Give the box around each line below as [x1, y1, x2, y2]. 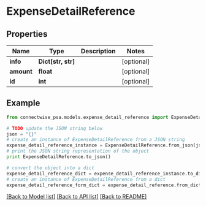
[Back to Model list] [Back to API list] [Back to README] [6, 193, 147, 200]
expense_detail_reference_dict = [6, 170, 92, 177]
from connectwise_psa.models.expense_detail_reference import [6, 114, 169, 120]
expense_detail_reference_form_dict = [6, 182, 105, 188]
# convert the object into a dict [6, 164, 95, 171]
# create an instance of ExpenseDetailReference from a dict [6, 176, 166, 182]
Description [80, 47, 116, 55]
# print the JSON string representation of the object [6, 148, 150, 154]
